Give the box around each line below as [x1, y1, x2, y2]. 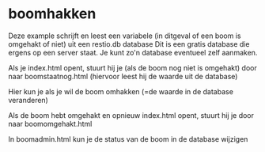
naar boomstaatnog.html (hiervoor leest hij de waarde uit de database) [8, 71, 238, 81]
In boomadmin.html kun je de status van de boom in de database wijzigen [8, 134, 248, 143]
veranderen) [8, 95, 49, 104]
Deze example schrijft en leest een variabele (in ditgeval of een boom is [8, 31, 241, 40]
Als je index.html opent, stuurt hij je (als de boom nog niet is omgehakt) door [8, 63, 257, 72]
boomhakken [8, 5, 97, 23]
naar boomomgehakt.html [8, 119, 93, 128]
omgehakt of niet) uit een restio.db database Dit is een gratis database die [8, 39, 250, 48]
